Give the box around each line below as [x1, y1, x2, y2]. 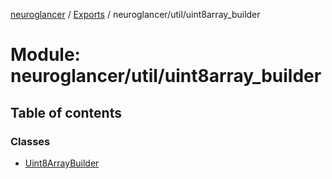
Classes [10, 134, 51, 148]
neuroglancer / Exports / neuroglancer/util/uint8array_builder [10, 9, 261, 20]
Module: [10, 44, 81, 66]
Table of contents [10, 104, 122, 121]
